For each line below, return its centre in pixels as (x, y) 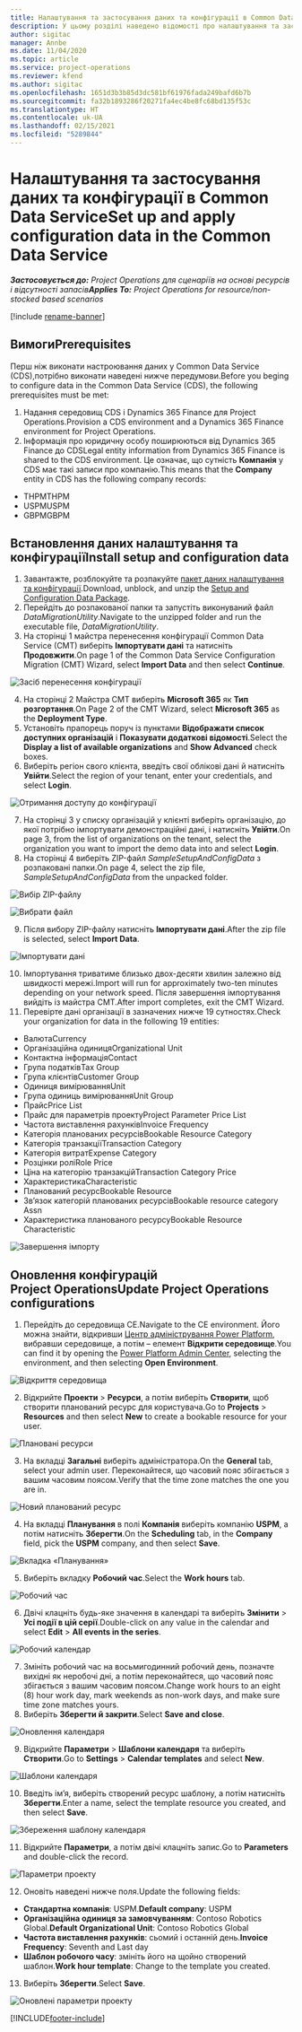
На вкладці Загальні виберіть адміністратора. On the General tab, (148, 1461)
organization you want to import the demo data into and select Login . (151, 849)
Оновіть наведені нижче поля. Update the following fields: (132, 1892)
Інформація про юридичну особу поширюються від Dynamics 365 (149, 440)
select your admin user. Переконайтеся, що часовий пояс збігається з (156, 1470)
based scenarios (73, 299)
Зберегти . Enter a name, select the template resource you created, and (154, 1803)
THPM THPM (46, 496)
